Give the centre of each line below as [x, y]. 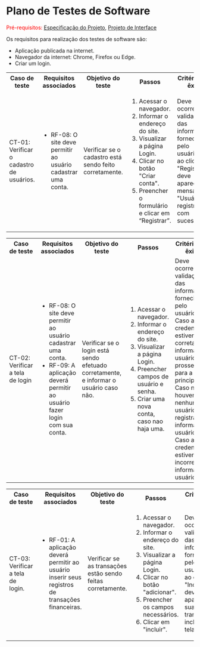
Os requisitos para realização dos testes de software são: [77, 39]
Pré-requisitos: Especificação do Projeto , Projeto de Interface [81, 27]
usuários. [22, 179]
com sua [61, 425]
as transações [107, 566]
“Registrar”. [155, 220]
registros [61, 584]
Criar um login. [33, 63]
